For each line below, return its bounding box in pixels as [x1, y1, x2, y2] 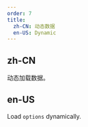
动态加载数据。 [7, 73, 49, 82]
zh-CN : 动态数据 [13, 23, 56, 30]
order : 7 [7, 10, 32, 17]
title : [7, 16, 26, 23]
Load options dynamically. [7, 112, 82, 120]
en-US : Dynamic [13, 29, 57, 36]
